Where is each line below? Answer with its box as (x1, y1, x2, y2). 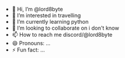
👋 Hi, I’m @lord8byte (11, 6, 63, 12)
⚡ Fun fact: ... (11, 46, 45, 53)
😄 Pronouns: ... (11, 40, 51, 47)
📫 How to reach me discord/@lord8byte (11, 31, 113, 38)
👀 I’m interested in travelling (11, 12, 81, 19)
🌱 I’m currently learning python (11, 18, 89, 25)
